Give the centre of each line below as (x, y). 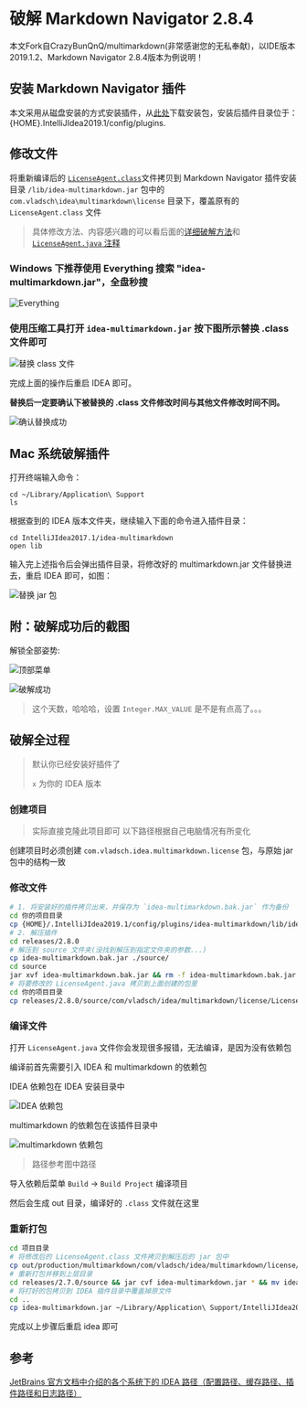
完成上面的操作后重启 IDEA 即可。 (73, 383)
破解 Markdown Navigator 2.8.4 (132, 19)
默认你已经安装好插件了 (76, 763)
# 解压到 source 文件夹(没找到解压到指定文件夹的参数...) (108, 950)
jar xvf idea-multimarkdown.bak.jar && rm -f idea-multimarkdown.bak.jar (153, 975)
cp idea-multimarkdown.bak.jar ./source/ (90, 958)
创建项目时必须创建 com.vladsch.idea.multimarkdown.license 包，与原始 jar (152, 850)
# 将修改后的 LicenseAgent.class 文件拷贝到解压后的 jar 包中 (119, 1257)
